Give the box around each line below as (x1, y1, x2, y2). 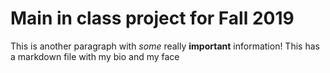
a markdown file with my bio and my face (10, 50, 180, 62)
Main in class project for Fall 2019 (10, 7, 295, 30)
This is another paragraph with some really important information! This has (10, 40, 320, 52)
